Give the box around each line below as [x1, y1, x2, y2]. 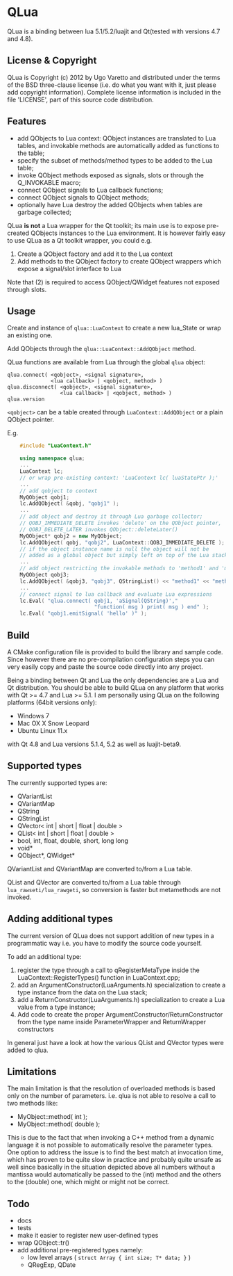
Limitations [7, 1065, 57, 1078]
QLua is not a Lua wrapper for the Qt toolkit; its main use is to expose [7, 221, 206, 229]
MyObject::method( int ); [17, 1113, 88, 1121]
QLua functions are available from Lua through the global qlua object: [7, 358, 206, 366]
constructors [17, 1025, 54, 1033]
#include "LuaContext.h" [19, 442, 92, 449]
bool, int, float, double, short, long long [17, 836, 128, 845]
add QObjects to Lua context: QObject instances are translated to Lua [17, 134, 216, 143]
